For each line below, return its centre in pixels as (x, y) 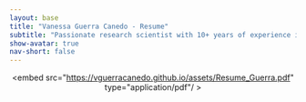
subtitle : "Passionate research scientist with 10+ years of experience (150, 35)
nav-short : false (42, 52)
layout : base (34, 18)
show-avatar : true (44, 43)
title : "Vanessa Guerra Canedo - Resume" (89, 26)
